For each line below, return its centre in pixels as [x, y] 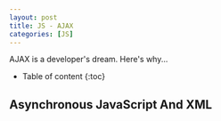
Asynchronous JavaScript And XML [110, 105]
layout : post [33, 17]
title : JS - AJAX [41, 26]
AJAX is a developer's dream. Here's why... [89, 60]
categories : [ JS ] [41, 34]
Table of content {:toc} [63, 77]
